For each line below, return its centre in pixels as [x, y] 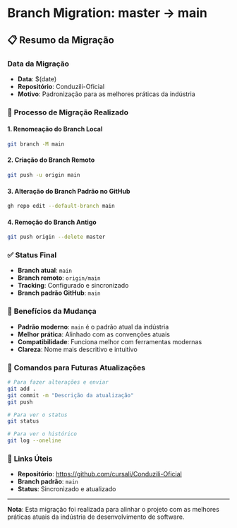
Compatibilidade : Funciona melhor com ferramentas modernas [110, 341]
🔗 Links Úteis [30, 459]
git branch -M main [36, 144]
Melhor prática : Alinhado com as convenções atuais [94, 334]
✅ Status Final [32, 255]
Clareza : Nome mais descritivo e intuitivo [77, 349]
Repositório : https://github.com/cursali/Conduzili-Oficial [99, 474]
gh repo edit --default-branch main [61, 206]
